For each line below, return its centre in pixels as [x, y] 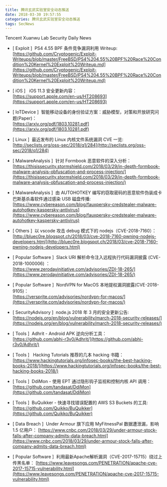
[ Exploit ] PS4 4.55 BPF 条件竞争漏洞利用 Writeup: [65, 48]
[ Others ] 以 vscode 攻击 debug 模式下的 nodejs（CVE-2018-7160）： [84, 231]
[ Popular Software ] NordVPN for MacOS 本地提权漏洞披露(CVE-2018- [86, 285]
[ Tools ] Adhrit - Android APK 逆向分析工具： [60, 333]
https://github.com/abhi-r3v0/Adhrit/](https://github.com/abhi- [79, 339]
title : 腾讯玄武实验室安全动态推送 [37, 10]
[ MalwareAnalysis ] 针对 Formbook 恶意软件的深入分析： [72, 161]
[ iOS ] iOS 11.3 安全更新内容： [45, 91]
